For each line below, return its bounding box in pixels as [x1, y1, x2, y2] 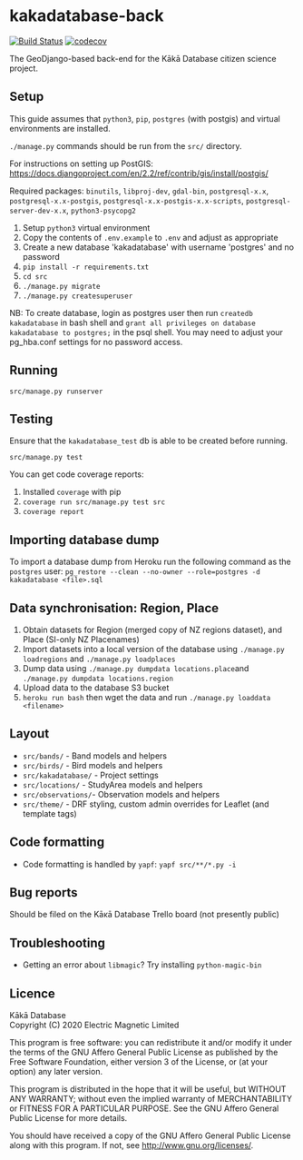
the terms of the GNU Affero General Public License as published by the [9, 1046, 279, 1058]
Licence [9, 986, 56, 1001]
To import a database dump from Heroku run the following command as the [9, 556, 292, 568]
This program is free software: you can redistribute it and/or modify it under [9, 1037, 292, 1048]
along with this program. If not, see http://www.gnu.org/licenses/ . [9, 1140, 254, 1151]
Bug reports [9, 885, 79, 900]
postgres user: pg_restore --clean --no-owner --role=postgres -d [9, 566, 260, 577]
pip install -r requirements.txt [22, 263, 150, 272]
